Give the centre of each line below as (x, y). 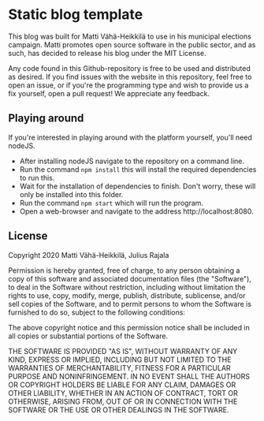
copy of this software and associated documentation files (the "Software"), (130, 278)
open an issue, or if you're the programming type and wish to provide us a (128, 85)
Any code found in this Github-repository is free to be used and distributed (129, 68)
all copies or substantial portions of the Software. (88, 336)
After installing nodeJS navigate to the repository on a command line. (132, 161)
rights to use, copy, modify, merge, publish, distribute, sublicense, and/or (127, 295)
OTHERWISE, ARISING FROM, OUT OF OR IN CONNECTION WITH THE (123, 401)
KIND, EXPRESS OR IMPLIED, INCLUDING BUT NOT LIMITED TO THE (120, 360)
